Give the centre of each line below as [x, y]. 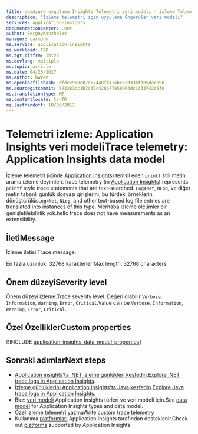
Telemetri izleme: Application [80, 134]
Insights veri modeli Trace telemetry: [97, 147]
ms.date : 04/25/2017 [32, 72]
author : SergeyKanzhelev [37, 34]
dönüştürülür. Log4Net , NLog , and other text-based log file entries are [88, 201]
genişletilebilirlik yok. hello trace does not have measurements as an [88, 213]
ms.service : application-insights [49, 45]
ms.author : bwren [27, 77]
